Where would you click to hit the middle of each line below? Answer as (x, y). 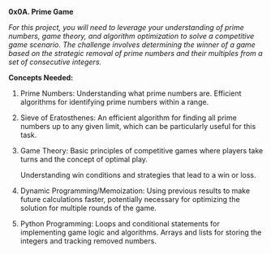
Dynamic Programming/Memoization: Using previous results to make (135, 191)
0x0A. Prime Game (41, 12)
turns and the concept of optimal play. (84, 159)
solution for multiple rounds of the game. (88, 208)
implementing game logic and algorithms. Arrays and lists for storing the (141, 232)
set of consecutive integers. (55, 62)
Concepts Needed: (41, 77)
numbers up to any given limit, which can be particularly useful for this (138, 126)
